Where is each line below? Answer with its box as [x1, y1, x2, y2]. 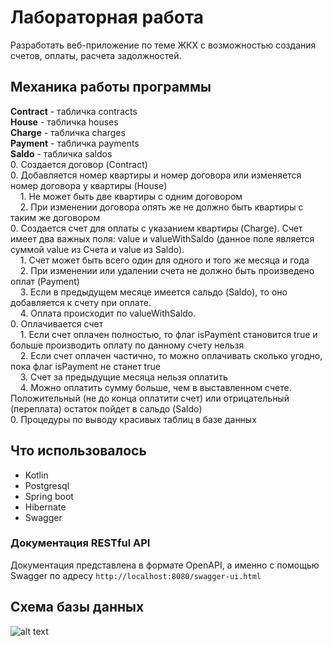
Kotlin [24, 469, 49, 481]
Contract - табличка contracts [10, 105, 138, 117]
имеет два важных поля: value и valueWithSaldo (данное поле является [10, 232, 315, 245]
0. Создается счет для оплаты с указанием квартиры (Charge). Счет [10, 222, 303, 234]
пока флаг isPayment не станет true [10, 360, 161, 372]
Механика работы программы [10, 79, 212, 96]
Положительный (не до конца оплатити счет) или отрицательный [10, 392, 290, 404]
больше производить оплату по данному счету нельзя [10, 339, 245, 351]
